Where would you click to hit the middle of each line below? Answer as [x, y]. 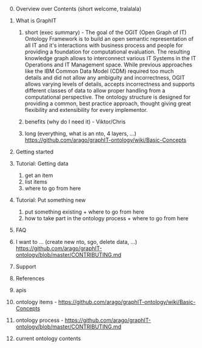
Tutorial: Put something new [51, 200]
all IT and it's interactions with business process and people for [104, 45]
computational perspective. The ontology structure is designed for [108, 97]
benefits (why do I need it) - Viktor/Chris [75, 122]
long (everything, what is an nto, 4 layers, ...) [81, 134]
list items [36, 182]
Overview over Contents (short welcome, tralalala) [79, 9]
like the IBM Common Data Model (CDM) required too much [99, 71]
